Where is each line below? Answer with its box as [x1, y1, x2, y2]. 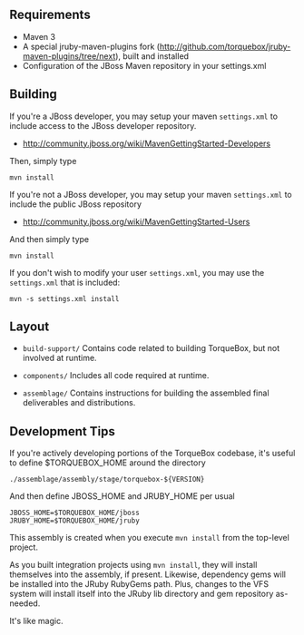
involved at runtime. [22, 353, 97, 364]
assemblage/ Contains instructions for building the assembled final [22, 387, 270, 398]
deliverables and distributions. [22, 397, 136, 408]
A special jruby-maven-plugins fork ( [22, 41, 161, 52]
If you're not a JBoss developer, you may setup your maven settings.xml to [9, 189, 292, 200]
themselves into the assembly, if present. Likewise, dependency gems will [9, 569, 286, 580]
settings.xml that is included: [9, 277, 121, 288]
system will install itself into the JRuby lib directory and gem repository [9, 589, 274, 600]
